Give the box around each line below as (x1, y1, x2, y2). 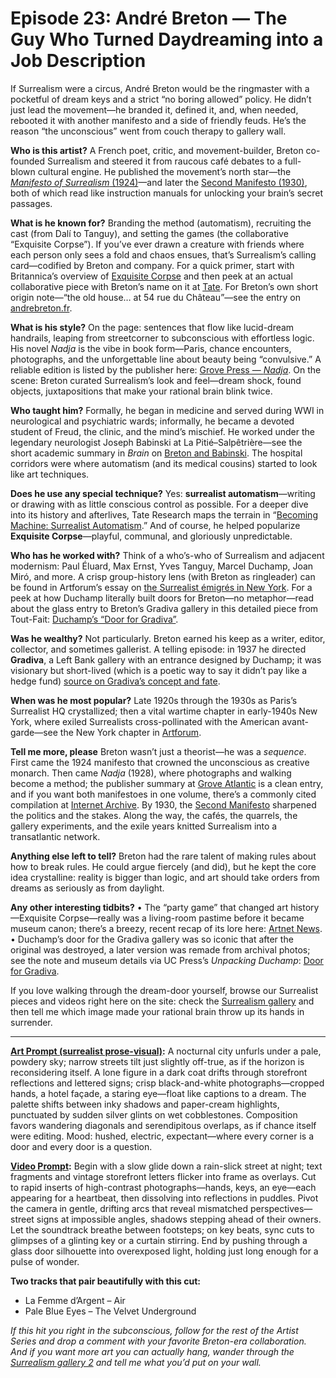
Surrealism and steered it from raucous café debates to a (46, 155, 283, 167)
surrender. (10, 1016, 53, 1028)
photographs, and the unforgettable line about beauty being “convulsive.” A (10, 353, 322, 365)
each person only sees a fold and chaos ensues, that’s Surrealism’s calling (10, 248, 317, 261)
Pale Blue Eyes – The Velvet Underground (24, 1305, 197, 1317)
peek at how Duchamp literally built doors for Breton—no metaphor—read (10, 592, 315, 604)
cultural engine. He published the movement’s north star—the (37, 165, 292, 177)
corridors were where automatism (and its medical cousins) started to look (10, 457, 318, 469)
